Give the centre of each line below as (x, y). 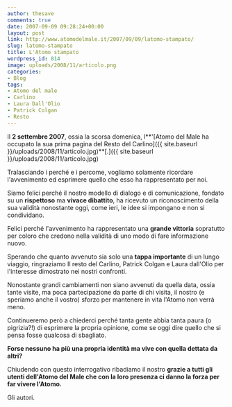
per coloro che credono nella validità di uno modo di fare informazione (108, 236)
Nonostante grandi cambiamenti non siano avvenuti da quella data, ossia (111, 284)
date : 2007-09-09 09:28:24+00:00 (56, 26)
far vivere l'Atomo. (35, 384)
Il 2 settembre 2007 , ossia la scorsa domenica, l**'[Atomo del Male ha (108, 137)
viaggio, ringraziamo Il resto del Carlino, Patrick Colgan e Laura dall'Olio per (116, 263)
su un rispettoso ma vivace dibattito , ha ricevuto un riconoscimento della (113, 200)
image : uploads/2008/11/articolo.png (62, 65)
